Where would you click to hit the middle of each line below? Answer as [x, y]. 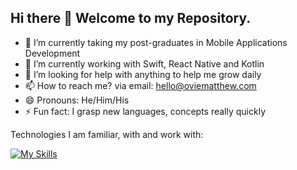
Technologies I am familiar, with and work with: [107, 134]
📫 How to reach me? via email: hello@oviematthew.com [140, 85]
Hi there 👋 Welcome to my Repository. [131, 18]
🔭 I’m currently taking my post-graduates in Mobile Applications [156, 42]
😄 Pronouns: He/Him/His [77, 100]
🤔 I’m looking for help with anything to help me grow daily [143, 74]
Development [52, 53]
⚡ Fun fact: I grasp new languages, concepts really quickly [145, 111]
